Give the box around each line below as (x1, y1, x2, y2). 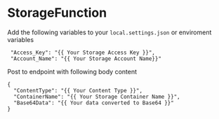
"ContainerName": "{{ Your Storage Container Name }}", (13, 93, 180, 100)
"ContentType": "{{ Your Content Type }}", (13, 87, 142, 94)
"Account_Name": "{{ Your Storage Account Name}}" (10, 55, 161, 62)
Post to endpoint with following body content (7, 67, 138, 76)
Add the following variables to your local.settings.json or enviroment (7, 28, 212, 36)
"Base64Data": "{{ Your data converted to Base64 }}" (13, 99, 174, 106)
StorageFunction (7, 5, 107, 21)
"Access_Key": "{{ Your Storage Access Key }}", (10, 49, 156, 56)
